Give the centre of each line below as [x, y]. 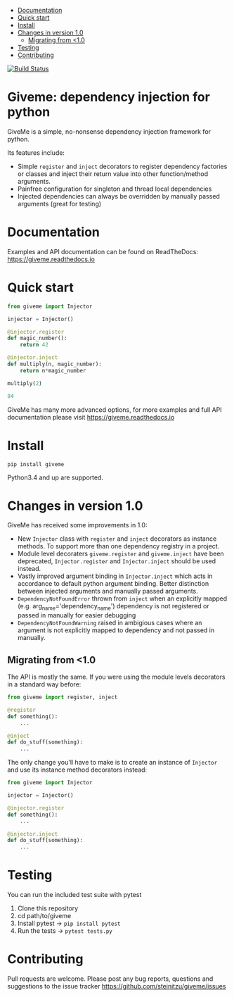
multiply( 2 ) [25, 383]
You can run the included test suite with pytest [74, 895]
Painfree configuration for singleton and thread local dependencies [115, 189]
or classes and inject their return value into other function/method [113, 174]
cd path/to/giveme [44, 916]
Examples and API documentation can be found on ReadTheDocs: [103, 251]
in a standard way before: [44, 684]
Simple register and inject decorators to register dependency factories [122, 166]
